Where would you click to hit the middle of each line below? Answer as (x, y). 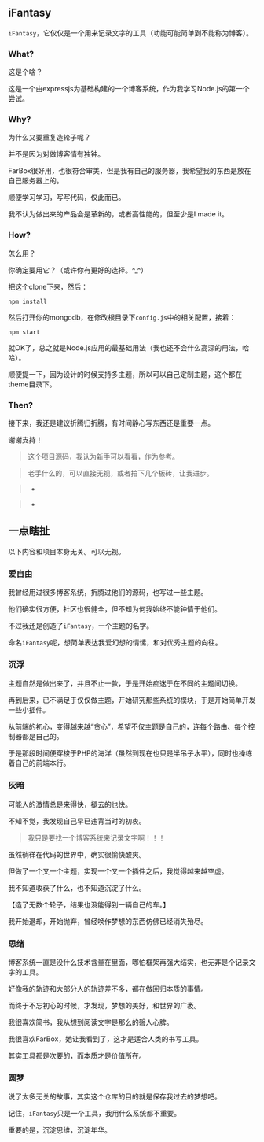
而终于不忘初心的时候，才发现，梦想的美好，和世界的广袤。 (104, 1005)
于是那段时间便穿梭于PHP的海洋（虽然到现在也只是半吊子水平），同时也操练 (130, 753)
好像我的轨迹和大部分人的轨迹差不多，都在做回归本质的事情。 (108, 989)
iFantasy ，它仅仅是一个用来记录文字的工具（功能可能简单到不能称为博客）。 (131, 33)
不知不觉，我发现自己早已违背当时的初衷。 (77, 821)
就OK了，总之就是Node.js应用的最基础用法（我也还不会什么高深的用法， (125, 347)
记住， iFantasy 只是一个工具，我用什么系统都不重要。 (95, 1114)
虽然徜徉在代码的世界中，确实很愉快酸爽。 (77, 854)
